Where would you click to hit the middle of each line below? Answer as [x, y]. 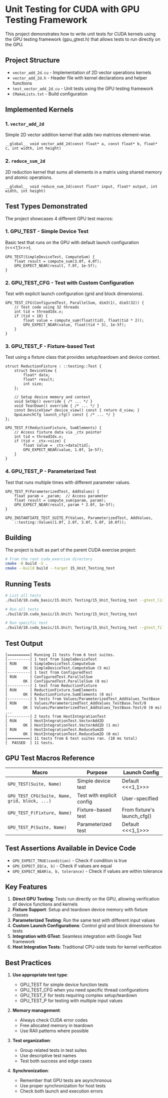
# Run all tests [22, 609]
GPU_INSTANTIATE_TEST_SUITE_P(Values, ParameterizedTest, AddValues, [79, 518]
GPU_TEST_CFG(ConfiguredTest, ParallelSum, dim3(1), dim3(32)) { [74, 303]
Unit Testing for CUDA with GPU [72, 9]
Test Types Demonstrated [46, 206]
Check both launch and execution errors [61, 1091]
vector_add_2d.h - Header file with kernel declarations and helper [80, 78]
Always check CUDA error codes [54, 1020]
